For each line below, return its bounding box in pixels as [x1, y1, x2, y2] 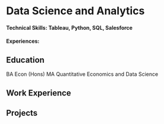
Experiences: [6, 37, 40, 45]
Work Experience [6, 88, 72, 98]
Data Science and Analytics [6, 4, 145, 18]
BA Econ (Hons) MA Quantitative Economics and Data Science [6, 71, 159, 78]
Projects [6, 108, 38, 118]
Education [6, 55, 45, 65]
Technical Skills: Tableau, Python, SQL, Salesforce [6, 24, 133, 31]
